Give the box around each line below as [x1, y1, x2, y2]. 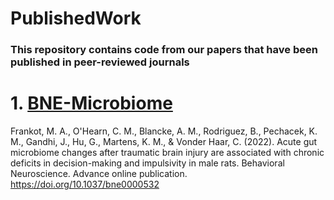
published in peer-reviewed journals [10, 55, 190, 69]
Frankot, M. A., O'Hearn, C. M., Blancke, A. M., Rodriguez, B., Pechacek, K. [10, 125, 318, 137]
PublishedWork [10, 7, 142, 30]
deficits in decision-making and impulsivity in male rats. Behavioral [10, 157, 285, 169]
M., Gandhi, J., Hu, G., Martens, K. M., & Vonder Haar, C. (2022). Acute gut [10, 136, 318, 148]
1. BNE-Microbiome [10, 92, 173, 115]
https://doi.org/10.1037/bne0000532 [10, 178, 160, 191]
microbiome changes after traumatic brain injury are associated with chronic [10, 147, 325, 159]
